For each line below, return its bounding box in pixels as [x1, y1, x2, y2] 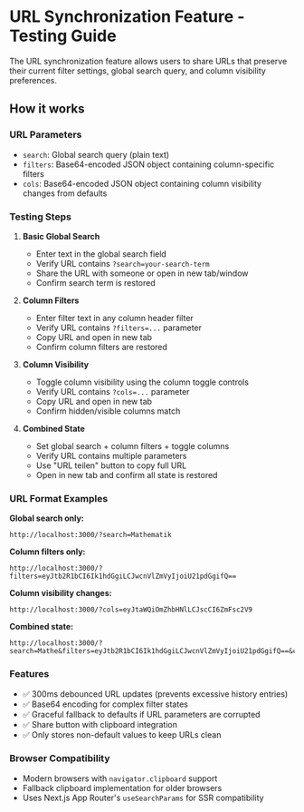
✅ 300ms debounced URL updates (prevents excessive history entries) [22, 688, 289, 699]
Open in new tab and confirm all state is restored [35, 469, 218, 480]
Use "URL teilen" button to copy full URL [35, 460, 187, 471]
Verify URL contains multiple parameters [35, 450, 187, 461]
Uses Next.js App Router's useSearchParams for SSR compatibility [22, 792, 264, 803]
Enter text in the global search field [35, 248, 167, 259]
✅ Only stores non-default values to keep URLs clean [22, 729, 222, 740]
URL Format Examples [9, 492, 109, 504]
